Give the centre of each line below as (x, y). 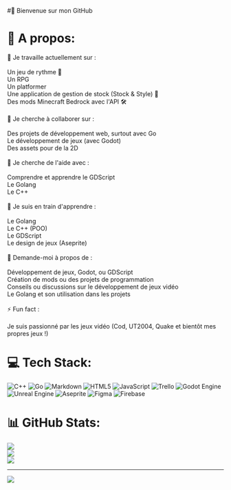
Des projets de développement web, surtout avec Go (82, 133)
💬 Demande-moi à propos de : (50, 257)
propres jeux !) (28, 333)
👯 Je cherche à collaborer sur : (51, 119)
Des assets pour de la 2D (43, 148)
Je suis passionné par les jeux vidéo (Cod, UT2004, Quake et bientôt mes (112, 326)
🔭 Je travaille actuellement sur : (52, 57)
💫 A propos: (41, 38)
